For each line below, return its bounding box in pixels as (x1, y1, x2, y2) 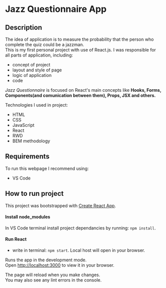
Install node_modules (5, 214, 51, 220)
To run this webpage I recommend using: (5, 165, 89, 172)
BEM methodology (12, 138, 51, 144)
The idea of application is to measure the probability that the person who (5, 36, 154, 42)
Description (5, 23, 42, 32)
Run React (5, 236, 27, 242)
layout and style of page (12, 67, 62, 73)
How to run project (5, 189, 64, 198)
